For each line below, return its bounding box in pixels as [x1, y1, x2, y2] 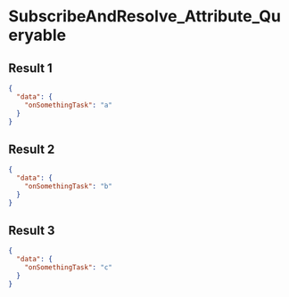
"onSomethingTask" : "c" [24, 263, 113, 272]
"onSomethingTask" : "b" [24, 181, 113, 190]
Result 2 [8, 141, 55, 157]
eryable [8, 25, 67, 45]
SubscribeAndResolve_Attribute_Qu [8, 6, 282, 27]
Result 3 [8, 222, 55, 237]
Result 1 [8, 60, 53, 76]
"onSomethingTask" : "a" [24, 100, 113, 109]
